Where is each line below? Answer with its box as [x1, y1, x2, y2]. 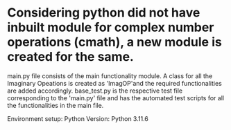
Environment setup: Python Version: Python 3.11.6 [7, 114, 149, 122]
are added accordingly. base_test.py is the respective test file [7, 86, 182, 95]
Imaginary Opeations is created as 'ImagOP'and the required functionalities [7, 79, 222, 87]
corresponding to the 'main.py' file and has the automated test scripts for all [7, 93, 224, 102]
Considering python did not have [7, 5, 200, 21]
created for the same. [7, 49, 134, 65]
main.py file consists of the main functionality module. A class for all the [7, 71, 213, 80]
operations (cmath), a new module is [7, 35, 222, 50]
